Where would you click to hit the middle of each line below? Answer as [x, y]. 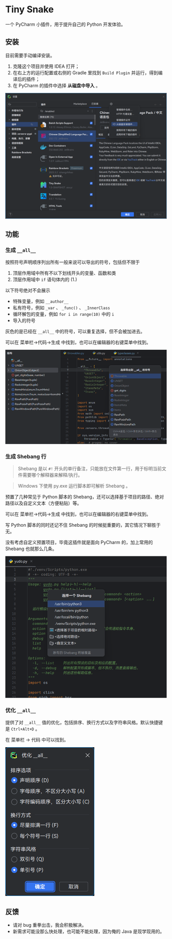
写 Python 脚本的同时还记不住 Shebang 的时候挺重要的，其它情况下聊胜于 [83, 525]
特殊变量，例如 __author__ [41, 302]
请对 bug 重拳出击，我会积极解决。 [50, 925]
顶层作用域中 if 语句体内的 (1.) [45, 279]
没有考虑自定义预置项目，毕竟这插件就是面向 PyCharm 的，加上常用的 [79, 542]
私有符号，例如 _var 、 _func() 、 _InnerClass [61, 308]
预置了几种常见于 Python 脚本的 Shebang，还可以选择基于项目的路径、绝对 [85, 496]
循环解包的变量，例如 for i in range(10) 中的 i [63, 314]
